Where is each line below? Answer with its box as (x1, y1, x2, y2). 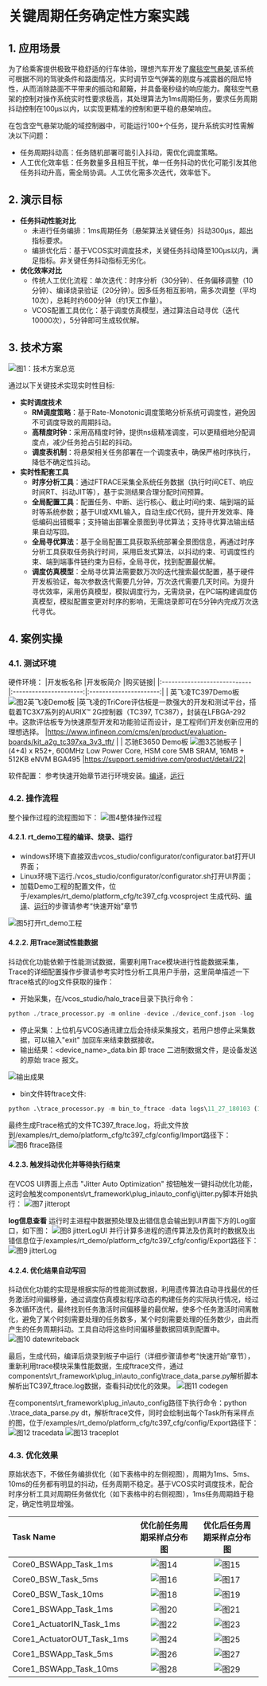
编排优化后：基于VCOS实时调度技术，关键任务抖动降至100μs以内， (31, 245, 252, 255)
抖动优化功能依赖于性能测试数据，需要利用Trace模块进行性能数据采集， (8, 957, 243, 967)
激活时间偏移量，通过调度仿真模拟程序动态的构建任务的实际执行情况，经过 (14, 1295, 259, 1305)
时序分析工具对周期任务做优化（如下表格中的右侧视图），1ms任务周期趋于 (8, 1489, 248, 1499)
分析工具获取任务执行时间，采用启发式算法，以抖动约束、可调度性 (31, 546, 248, 556)
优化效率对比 (19, 265, 62, 275)
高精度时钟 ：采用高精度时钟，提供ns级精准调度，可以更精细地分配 (31, 427, 249, 436)
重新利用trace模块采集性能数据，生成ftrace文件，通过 (8, 1361, 184, 1371)
